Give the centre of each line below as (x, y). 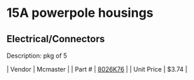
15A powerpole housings (80, 13)
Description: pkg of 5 (37, 55)
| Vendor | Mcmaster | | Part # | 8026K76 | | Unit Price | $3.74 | (97, 69)
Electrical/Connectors (56, 39)
